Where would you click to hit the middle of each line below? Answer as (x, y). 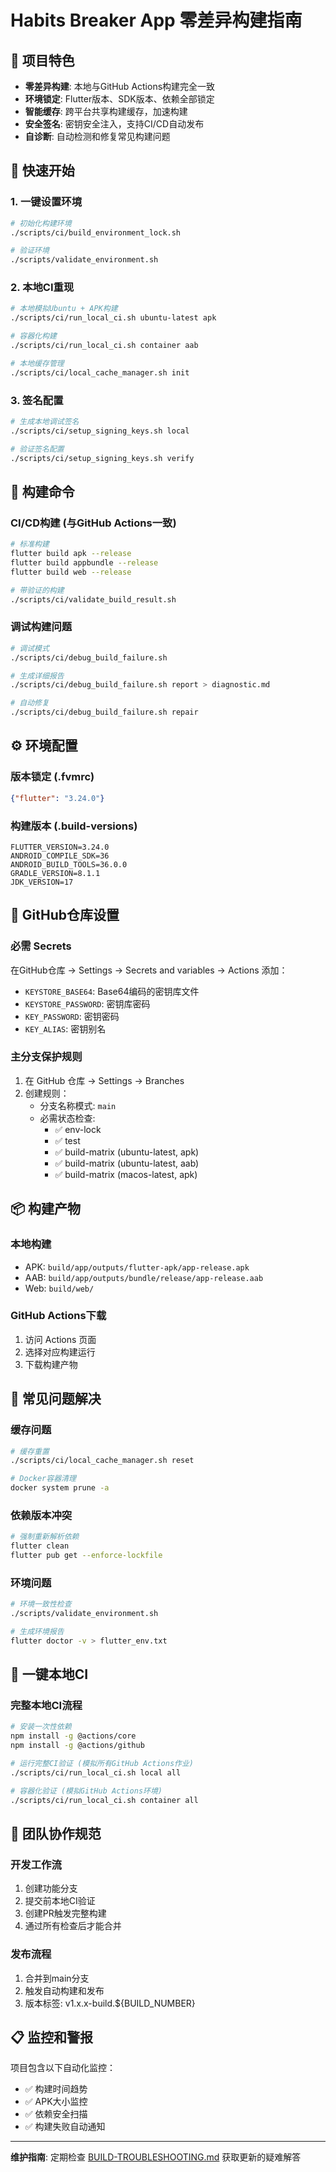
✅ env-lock (78, 1129)
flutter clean (40, 1546)
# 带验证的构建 (37, 590)
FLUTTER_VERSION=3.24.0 (60, 847)
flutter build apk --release (71, 554)
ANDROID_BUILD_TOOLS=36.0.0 (69, 864)
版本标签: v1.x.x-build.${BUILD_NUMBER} (110, 2003)
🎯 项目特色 (42, 60)
